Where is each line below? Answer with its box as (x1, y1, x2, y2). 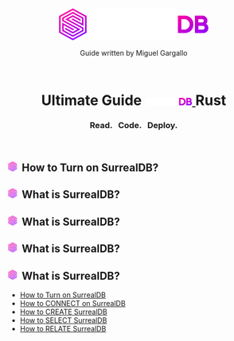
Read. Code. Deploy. (89, 120, 178, 131)
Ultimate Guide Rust (41, 91, 227, 110)
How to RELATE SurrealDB (19, 324, 107, 334)
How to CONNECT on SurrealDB (19, 299, 126, 308)
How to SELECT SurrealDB (19, 316, 107, 325)
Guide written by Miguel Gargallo (80, 48, 188, 58)
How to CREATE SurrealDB (19, 307, 107, 317)
